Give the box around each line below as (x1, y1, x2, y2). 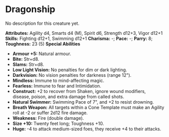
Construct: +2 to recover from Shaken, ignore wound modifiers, (12, 88, 146, 94)
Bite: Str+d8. (12, 56, 39, 62)
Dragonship (5, 4, 55, 15)
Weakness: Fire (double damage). (12, 115, 84, 121)
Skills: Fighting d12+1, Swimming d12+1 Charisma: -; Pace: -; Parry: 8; (5, 35, 153, 41)
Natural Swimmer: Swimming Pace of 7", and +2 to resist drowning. (12, 99, 154, 105)
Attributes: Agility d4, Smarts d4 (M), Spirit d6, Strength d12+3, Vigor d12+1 (5, 30, 163, 36)
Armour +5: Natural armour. (12, 51, 72, 57)
